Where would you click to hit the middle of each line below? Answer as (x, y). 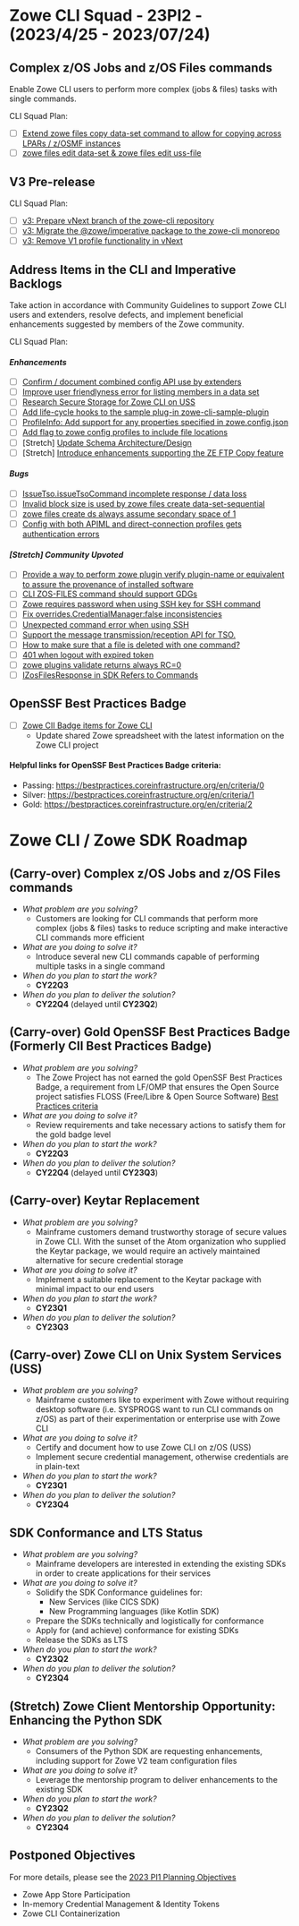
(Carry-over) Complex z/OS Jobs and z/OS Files (145, 873)
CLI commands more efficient (90, 937)
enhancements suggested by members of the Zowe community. (127, 324)
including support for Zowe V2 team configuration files (136, 1761)
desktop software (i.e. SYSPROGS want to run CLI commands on (154, 1409)
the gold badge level (73, 1134)
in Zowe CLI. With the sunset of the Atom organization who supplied (161, 1241)
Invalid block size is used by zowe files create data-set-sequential (144, 503)
